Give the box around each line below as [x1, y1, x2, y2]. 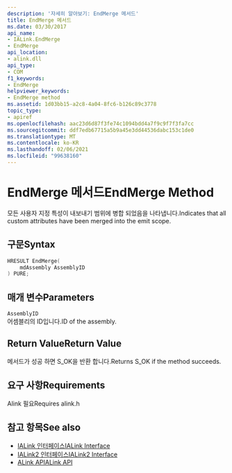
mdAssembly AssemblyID [19, 264, 85, 271]
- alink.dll [7, 56, 42, 63]
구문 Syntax [7, 239, 56, 250]
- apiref [7, 113, 33, 120]
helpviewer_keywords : [7, 88, 70, 95]
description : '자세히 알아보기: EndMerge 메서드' [7, 10, 139, 17]
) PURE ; [7, 271, 30, 278]
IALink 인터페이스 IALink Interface [17, 441, 110, 449]
